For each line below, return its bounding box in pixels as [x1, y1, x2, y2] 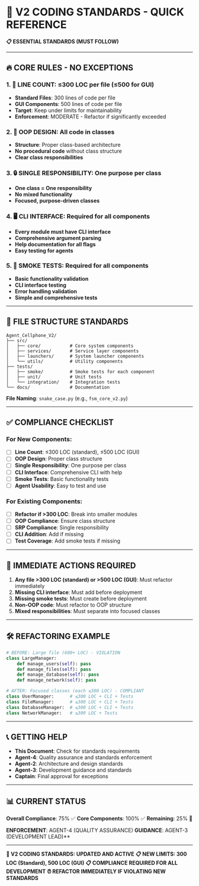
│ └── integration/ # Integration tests [6, 379, 120, 385]
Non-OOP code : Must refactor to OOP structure [14, 601, 131, 609]
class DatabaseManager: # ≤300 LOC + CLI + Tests [6, 704, 134, 710]
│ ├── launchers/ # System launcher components [6, 353, 145, 359]
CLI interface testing [14, 281, 67, 288]
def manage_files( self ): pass [17, 666, 92, 672]
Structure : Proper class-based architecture [14, 141, 121, 148]
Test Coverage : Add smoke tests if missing [14, 537, 120, 544]
